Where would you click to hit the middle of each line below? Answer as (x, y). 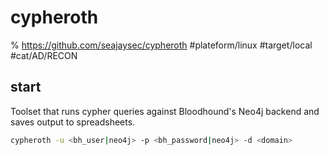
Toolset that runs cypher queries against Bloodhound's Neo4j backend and (165, 111)
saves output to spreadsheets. (73, 122)
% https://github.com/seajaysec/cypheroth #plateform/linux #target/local (161, 45)
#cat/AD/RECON (44, 55)
